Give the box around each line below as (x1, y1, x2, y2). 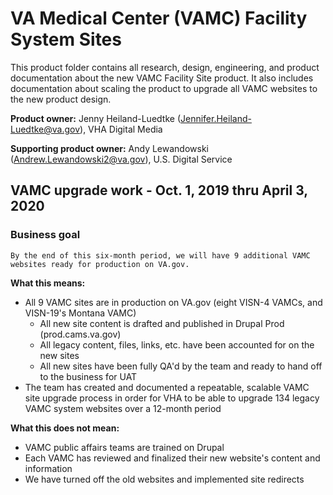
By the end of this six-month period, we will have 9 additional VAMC (10, 250, 311, 261)
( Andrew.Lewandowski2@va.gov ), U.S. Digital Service (10, 153, 233, 165)
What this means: (10, 277, 86, 289)
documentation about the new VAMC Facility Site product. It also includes (10, 72, 314, 84)
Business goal (10, 228, 81, 242)
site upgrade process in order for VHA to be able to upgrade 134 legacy (24, 392, 320, 404)
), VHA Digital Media (79, 123, 163, 135)
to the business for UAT (39, 370, 138, 382)
